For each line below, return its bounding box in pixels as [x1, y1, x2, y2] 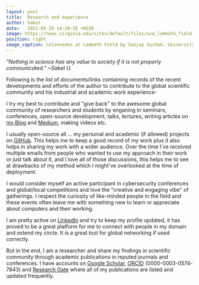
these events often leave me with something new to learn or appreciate [6, 198, 179, 205]
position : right [6, 36, 46, 42]
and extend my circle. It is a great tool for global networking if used [6, 229, 170, 236]
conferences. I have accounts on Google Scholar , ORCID [6, 259, 144, 267]
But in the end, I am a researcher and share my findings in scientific [6, 247, 171, 254]
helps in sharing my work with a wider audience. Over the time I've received [6, 143, 191, 150]
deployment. [6, 168, 37, 175]
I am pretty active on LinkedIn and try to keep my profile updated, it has [6, 216, 181, 223]
